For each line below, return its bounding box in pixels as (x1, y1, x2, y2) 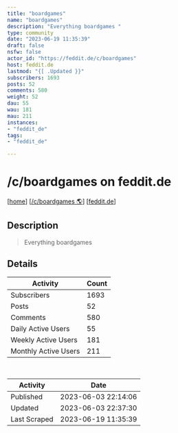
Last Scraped (10, 414, 54, 424)
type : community (7, 29, 54, 37)
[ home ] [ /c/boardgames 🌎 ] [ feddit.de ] (7, 197, 117, 205)
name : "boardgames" (7, 17, 63, 23)
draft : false (7, 42, 45, 49)
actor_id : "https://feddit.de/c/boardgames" (7, 55, 137, 62)
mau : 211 (7, 112, 32, 119)
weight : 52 (7, 94, 38, 101)
